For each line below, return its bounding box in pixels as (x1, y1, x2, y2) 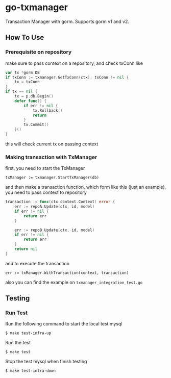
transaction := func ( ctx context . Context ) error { (5, 199, 115, 205)
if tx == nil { (5, 89, 38, 94)
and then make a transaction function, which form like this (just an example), (5, 184, 166, 190)
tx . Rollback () (32, 108, 63, 113)
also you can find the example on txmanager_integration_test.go (5, 279, 143, 285)
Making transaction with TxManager (5, 154, 97, 161)
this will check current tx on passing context (5, 141, 99, 147)
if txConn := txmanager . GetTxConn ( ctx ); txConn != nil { (5, 74, 129, 80)
